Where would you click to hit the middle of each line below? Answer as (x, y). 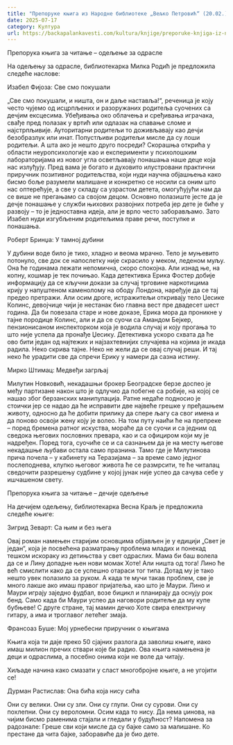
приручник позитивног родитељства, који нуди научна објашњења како (114, 175)
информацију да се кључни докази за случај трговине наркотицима (108, 283)
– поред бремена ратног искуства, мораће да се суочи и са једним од (112, 428)
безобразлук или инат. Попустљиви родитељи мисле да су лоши (104, 138)
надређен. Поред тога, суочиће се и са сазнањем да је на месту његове (115, 443)
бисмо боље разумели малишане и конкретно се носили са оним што (112, 182)
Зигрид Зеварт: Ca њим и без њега (60, 528)
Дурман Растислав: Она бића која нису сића (74, 691)
